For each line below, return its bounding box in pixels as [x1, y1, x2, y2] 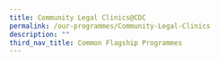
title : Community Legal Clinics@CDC [9, 13, 146, 22]
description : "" [9, 30, 70, 39]
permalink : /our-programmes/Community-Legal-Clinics [9, 22, 211, 30]
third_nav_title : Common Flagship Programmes [9, 38, 182, 48]
